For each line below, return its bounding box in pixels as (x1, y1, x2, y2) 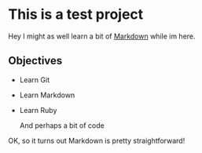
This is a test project (8, 5, 144, 24)
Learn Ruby (19, 105, 57, 115)
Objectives (8, 54, 63, 67)
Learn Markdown (19, 90, 75, 100)
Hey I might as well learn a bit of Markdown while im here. (8, 31, 196, 41)
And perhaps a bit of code (19, 120, 105, 130)
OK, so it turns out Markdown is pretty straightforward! (8, 136, 185, 145)
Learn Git (19, 75, 50, 84)
